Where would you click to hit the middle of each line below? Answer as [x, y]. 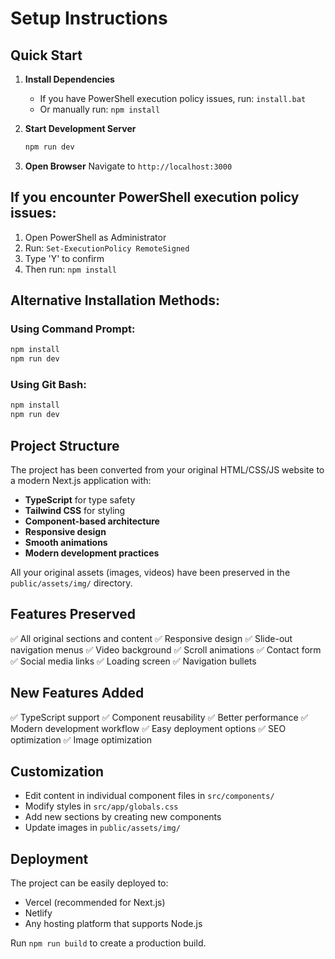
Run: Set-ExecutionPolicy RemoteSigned [107, 248]
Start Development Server [80, 128]
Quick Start [46, 55]
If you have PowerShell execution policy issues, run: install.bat [173, 98]
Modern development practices [92, 553]
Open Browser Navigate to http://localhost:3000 [128, 166]
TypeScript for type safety [80, 499]
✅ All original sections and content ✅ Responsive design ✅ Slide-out [151, 638]
